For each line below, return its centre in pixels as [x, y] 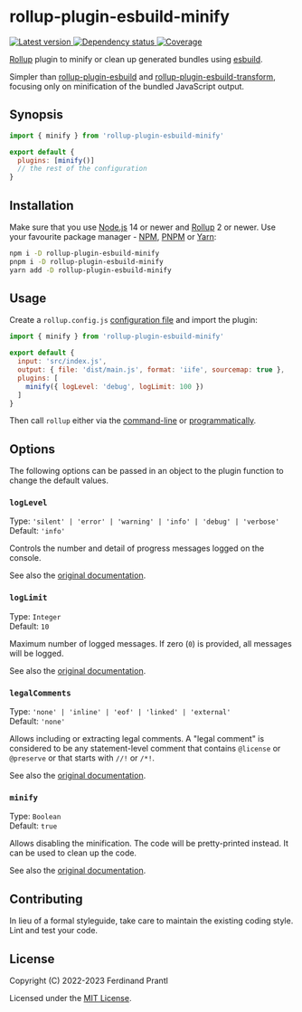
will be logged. [37, 653]
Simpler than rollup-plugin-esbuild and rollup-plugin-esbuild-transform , [142, 76]
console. [26, 558]
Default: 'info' [38, 531]
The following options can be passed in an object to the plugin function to [146, 471]
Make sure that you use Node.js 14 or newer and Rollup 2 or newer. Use [142, 227]
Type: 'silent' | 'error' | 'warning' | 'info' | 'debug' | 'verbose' [145, 521]
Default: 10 [29, 626]
